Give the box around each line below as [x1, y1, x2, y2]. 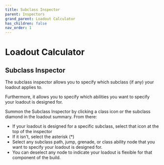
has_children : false [5, 21, 47, 26]
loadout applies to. [5, 84, 43, 90]
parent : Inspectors [5, 12, 45, 17]
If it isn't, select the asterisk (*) [12, 134, 74, 140]
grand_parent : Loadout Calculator [5, 16, 76, 21]
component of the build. [12, 155, 61, 161]
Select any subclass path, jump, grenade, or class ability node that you [12, 139, 155, 145]
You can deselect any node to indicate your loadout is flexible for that [12, 149, 153, 155]
